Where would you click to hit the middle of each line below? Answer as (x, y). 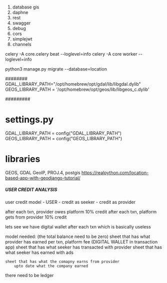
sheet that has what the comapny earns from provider (62, 262)
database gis (26, 7)
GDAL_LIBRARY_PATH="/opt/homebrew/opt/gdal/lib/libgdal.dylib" (73, 84)
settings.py (29, 119)
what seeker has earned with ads (39, 252)
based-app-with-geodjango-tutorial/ (43, 178)
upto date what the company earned (51, 266)
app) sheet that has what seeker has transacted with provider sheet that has (84, 247)
